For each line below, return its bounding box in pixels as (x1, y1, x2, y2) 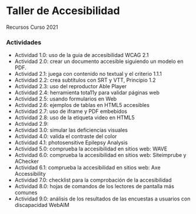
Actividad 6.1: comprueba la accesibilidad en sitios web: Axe (14, 164, 161, 171)
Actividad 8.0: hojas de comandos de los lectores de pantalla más (14, 183, 175, 190)
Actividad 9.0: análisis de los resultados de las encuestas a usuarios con (14, 195, 191, 202)
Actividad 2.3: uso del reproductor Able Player (14, 83, 127, 90)
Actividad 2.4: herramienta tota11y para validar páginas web (14, 89, 160, 96)
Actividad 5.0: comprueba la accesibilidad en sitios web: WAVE (14, 145, 168, 152)
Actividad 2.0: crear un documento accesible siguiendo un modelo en (14, 58, 184, 65)
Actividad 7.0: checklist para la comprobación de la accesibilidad (14, 176, 172, 183)
